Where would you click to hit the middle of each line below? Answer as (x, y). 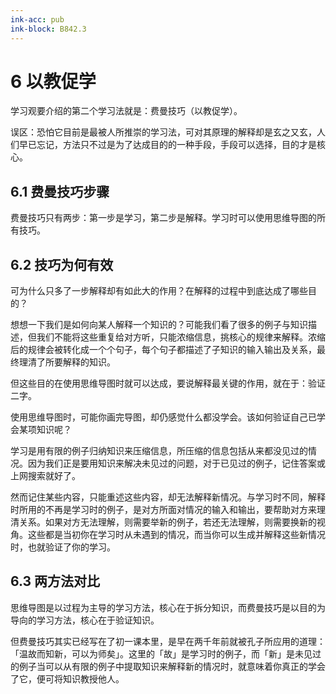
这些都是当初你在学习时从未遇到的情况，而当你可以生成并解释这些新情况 (176, 535)
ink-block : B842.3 (48, 29)
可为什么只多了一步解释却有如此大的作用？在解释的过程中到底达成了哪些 (159, 291)
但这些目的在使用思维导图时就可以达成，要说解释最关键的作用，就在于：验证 (168, 383)
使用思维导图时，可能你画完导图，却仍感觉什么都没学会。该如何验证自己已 (163, 417)
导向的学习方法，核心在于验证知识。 (85, 620)
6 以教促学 (53, 81)
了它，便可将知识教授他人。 (67, 678)
